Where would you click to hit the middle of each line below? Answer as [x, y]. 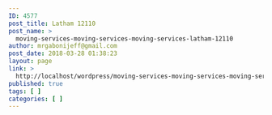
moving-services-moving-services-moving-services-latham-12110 [124, 38]
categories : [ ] [36, 99]
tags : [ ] [25, 91]
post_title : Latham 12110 [52, 23]
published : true [36, 83]
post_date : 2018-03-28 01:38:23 [63, 53]
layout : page [30, 62]
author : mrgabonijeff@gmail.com [63, 46]
